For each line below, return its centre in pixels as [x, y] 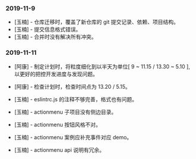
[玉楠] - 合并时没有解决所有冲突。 [55, 37]
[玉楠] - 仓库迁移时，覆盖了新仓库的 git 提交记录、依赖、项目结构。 [97, 22]
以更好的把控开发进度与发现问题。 [56, 74]
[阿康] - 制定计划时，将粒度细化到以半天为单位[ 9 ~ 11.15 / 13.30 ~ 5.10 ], [102, 66]
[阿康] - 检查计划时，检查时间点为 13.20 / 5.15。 [72, 86]
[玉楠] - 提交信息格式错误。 [48, 29]
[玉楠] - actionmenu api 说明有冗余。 [59, 149]
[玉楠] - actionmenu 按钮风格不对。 [57, 124]
